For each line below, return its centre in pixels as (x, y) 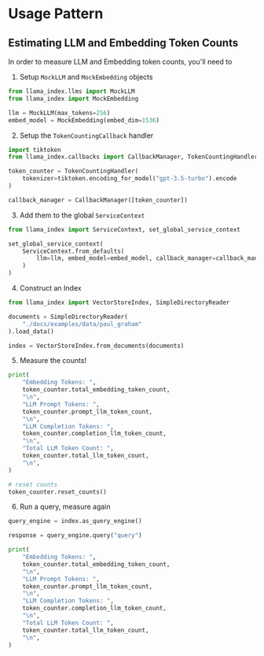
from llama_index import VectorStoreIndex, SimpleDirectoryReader (119, 302)
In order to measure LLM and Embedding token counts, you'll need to (120, 61)
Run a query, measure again (65, 507)
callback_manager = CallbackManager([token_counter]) (98, 200)
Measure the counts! (53, 361)
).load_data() (31, 332)
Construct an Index (50, 288)
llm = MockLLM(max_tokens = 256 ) (59, 113)
